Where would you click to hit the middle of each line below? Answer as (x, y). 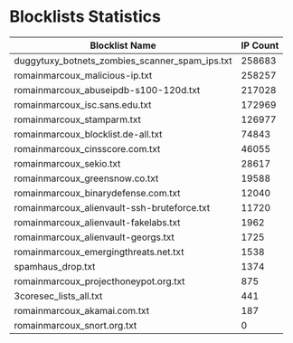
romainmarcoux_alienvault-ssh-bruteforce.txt (112, 207)
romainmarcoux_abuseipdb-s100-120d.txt (107, 90)
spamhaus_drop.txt (55, 266)
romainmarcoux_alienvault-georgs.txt (94, 237)
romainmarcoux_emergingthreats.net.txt (99, 252)
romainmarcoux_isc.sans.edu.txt (83, 104)
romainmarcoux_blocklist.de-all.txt (88, 134)
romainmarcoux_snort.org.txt (76, 325)
